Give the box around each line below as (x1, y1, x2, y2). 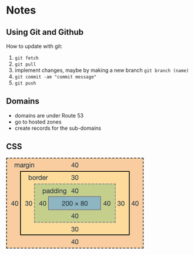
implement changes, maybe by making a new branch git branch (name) (14, 67, 189, 74)
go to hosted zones (14, 118, 62, 125)
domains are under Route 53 (14, 112, 84, 119)
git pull (14, 61, 36, 67)
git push (14, 80, 36, 86)
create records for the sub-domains (14, 125, 102, 132)
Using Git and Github (6, 27, 84, 37)
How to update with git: (6, 42, 63, 50)
